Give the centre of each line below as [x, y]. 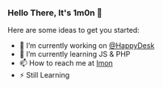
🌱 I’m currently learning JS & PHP [75, 54]
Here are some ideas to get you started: [74, 30]
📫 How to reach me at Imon [66, 63]
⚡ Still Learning [44, 75]
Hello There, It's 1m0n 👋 [55, 13]
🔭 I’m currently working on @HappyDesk [87, 46]
